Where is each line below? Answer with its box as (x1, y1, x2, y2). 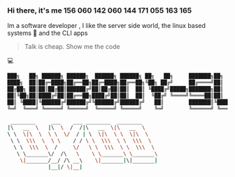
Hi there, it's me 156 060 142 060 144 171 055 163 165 (7, 6, 192, 15)
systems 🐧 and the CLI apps (7, 29, 88, 37)
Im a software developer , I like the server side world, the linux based (7, 22, 206, 30)
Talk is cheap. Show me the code (24, 43, 120, 51)
